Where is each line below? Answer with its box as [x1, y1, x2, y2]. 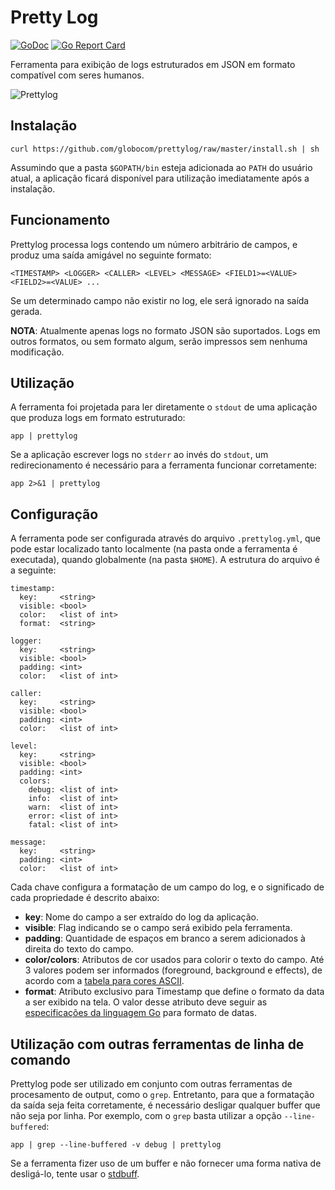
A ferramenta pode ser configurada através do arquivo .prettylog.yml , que [10, 532, 321, 545]
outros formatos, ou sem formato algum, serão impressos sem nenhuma [10, 335, 308, 347]
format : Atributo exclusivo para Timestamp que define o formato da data [24, 986, 325, 998]
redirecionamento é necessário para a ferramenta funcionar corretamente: [10, 459, 318, 471]
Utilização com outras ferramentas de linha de [10, 1036, 305, 1053]
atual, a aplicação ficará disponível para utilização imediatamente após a [10, 172, 310, 184]
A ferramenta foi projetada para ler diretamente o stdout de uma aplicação [10, 401, 318, 413]
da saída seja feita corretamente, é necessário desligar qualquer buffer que [10, 1099, 321, 1111]
